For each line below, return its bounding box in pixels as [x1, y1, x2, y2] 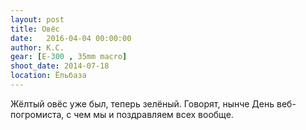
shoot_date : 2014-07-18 [10, 61, 110, 71]
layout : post [10, 14, 65, 25]
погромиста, [10, 108, 65, 120]
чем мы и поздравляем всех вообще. [73, 108, 234, 120]
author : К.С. [10, 42, 65, 53]
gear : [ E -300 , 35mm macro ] [10, 52, 128, 62]
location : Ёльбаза [10, 71, 87, 81]
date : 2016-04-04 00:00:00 [10, 33, 132, 43]
